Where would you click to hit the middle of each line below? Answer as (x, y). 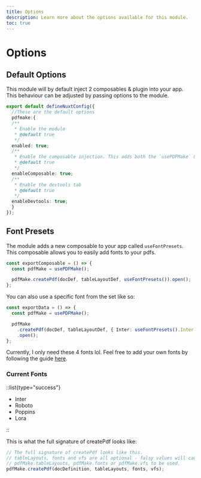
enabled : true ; (31, 146)
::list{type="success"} (33, 387)
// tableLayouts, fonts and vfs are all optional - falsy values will (96, 458)
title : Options (25, 12)
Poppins (25, 411)
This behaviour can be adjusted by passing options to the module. (88, 95)
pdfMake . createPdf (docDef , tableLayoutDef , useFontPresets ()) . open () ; (101, 280)
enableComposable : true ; (42, 174)
